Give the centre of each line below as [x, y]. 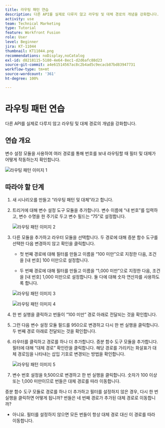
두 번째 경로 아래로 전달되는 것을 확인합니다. [54, 331]
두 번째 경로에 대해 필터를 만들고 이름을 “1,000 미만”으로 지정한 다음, [85, 271]
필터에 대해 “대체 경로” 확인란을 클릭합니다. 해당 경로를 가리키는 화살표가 [82, 348]
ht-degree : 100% [22, 78]
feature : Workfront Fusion [33, 33]
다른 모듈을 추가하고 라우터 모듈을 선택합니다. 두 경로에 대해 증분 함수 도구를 [85, 237]
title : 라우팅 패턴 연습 [27, 10]
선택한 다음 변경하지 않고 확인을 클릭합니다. [54, 244]
